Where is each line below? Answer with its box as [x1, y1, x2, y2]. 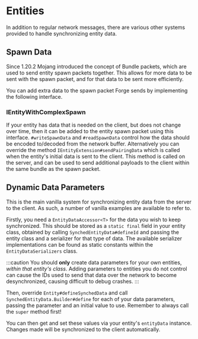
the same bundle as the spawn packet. [6, 166, 101, 173]
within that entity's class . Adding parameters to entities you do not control [6, 265, 187, 272]
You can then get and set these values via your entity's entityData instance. [6, 319, 192, 327]
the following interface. [6, 93, 63, 100]
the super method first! [6, 308, 62, 315]
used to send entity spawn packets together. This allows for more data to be [6, 69, 193, 76]
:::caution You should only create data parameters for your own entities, [6, 259, 182, 266]
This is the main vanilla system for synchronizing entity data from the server [6, 198, 191, 205]
